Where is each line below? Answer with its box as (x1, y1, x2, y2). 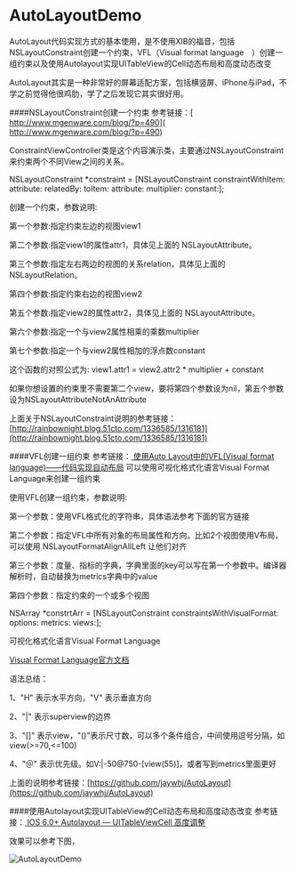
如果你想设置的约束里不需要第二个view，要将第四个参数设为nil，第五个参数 (9, 383, 284, 393)
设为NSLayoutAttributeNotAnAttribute (9, 393, 148, 405)
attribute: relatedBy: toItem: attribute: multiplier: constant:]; (9, 183, 225, 194)
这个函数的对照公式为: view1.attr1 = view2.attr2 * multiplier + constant (9, 364, 264, 375)
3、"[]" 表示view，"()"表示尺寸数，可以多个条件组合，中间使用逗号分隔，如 (9, 730, 285, 740)
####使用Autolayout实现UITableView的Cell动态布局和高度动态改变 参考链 (9, 805, 278, 816)
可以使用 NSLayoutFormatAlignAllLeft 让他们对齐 (9, 540, 188, 552)
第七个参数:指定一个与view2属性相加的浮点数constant (9, 344, 206, 356)
